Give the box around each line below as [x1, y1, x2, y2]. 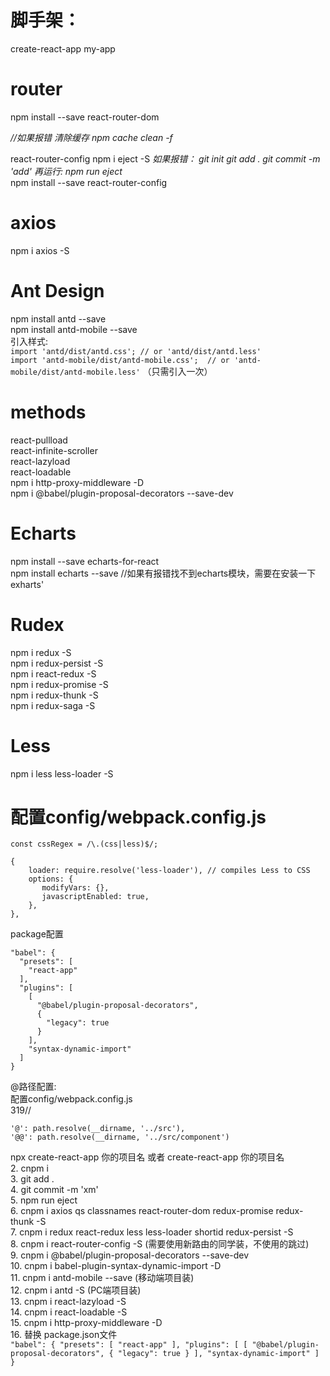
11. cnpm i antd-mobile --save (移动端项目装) [10, 1272, 195, 1284]
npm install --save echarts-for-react [10, 555, 160, 567]
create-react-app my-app [10, 42, 116, 55]
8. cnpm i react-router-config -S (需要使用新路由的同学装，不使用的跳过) [10, 1238, 310, 1250]
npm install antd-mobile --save [10, 323, 138, 335]
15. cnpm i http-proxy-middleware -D [10, 1317, 163, 1329]
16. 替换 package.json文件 [10, 1329, 118, 1341]
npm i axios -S [10, 244, 70, 256]
